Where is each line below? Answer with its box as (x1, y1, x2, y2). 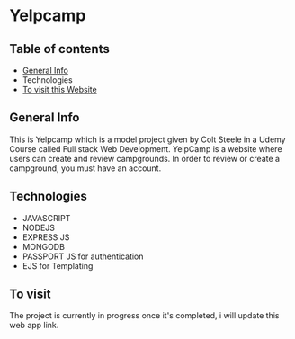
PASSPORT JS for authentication (22, 251, 144, 262)
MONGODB (22, 241, 66, 252)
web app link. (9, 320, 59, 331)
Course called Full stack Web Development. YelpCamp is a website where (9, 143, 282, 154)
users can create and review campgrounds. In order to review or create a (9, 153, 281, 164)
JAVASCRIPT (22, 212, 71, 223)
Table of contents (9, 41, 110, 57)
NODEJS (22, 222, 56, 233)
